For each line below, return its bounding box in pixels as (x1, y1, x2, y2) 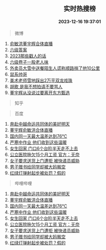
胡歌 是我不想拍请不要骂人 (9, 83, 63, 89)
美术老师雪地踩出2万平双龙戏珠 (9, 77, 73, 83)
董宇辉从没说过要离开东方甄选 (9, 90, 70, 96)
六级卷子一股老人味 (9, 59, 49, 65)
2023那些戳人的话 (9, 53, 46, 59)
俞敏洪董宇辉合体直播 (9, 41, 53, 47)
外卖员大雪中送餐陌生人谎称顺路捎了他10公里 (9, 65, 100, 71)
